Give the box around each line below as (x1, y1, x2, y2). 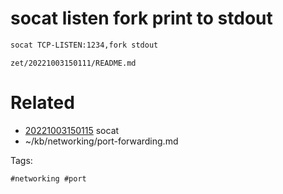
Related (10, 92, 75, 114)
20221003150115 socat (24, 124, 120, 136)
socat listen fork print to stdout (10, 7, 273, 30)
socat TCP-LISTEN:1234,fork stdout (10, 40, 159, 50)
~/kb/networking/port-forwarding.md (24, 135, 179, 147)
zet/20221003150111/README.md (10, 58, 137, 68)
